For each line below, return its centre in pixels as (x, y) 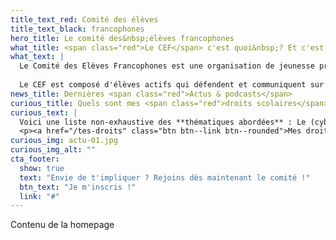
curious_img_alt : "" (53, 150)
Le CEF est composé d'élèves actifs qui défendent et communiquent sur (172, 85)
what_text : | (37, 57)
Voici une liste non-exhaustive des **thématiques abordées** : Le (163, 122)
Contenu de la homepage (62, 225)
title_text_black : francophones (77, 29)
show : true (42, 168)
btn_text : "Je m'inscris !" (78, 187)
